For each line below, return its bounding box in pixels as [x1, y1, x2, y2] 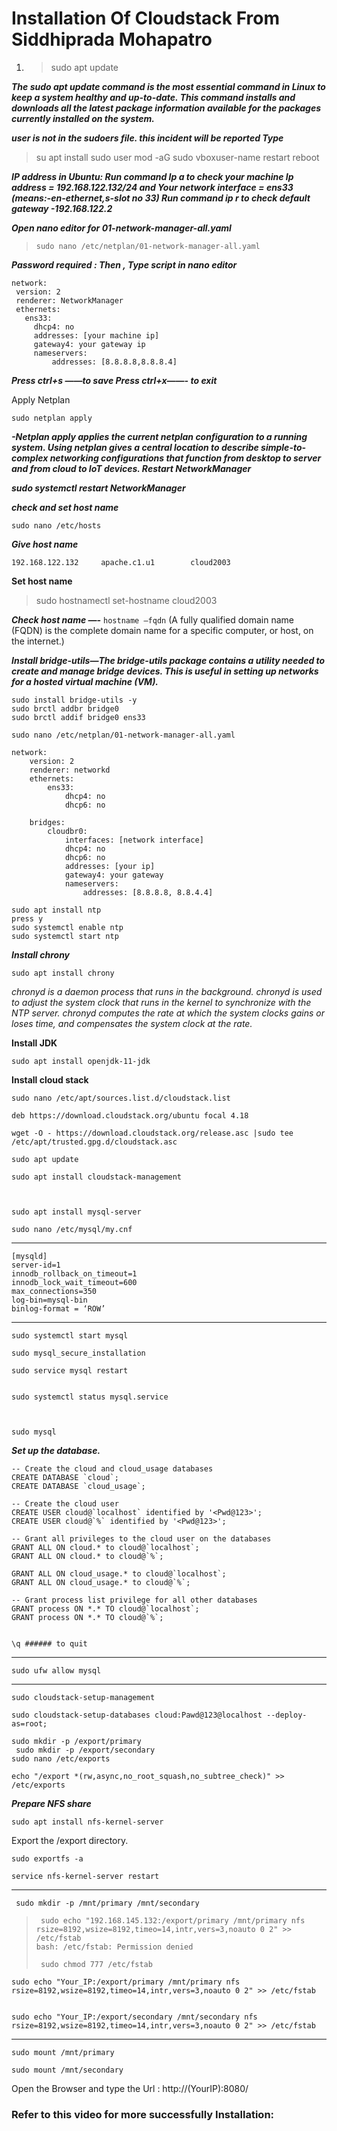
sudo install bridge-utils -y [11, 695, 138, 705]
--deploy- [266, 1710, 308, 1720]
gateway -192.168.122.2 [11, 202, 113, 214]
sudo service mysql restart [11, 1365, 129, 1376]
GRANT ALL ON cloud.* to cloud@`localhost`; [11, 1542, 200, 1552]
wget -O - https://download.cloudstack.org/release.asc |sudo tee [11, 1128, 294, 1138]
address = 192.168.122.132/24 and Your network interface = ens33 [11, 181, 294, 193]
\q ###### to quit [11, 1638, 88, 1649]
